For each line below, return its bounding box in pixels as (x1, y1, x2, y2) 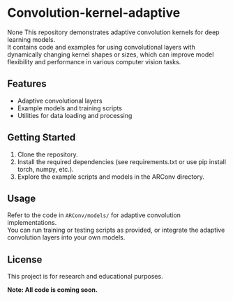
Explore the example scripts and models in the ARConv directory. (17, 172, 204, 181)
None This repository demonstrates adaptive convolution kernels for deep (7, 28, 220, 36)
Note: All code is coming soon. (7, 286, 98, 294)
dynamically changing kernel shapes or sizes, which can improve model (7, 50, 214, 59)
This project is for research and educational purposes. (7, 272, 163, 281)
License (7, 254, 43, 265)
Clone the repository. (17, 150, 78, 159)
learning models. (7, 35, 56, 43)
